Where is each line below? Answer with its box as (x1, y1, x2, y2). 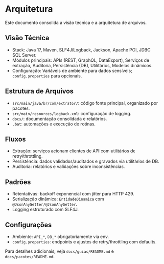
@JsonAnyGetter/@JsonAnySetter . (12, 201, 77, 207)
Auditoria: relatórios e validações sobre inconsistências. (12, 164, 125, 169)
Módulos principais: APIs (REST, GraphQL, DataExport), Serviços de (12, 57, 149, 63)
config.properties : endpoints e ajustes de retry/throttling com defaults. (12, 239, 157, 244)
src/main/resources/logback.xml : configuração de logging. (12, 110, 132, 116)
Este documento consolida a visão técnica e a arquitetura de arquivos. (5, 20, 147, 25)
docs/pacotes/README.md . (5, 254, 55, 259)
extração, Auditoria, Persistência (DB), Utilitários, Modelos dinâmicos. (12, 62, 153, 68)
